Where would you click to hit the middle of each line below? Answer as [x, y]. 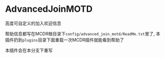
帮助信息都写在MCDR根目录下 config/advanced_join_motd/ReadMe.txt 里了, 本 [83, 33]
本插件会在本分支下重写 [29, 50]
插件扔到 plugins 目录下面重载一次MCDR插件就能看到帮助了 [65, 40]
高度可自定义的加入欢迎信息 [33, 23]
